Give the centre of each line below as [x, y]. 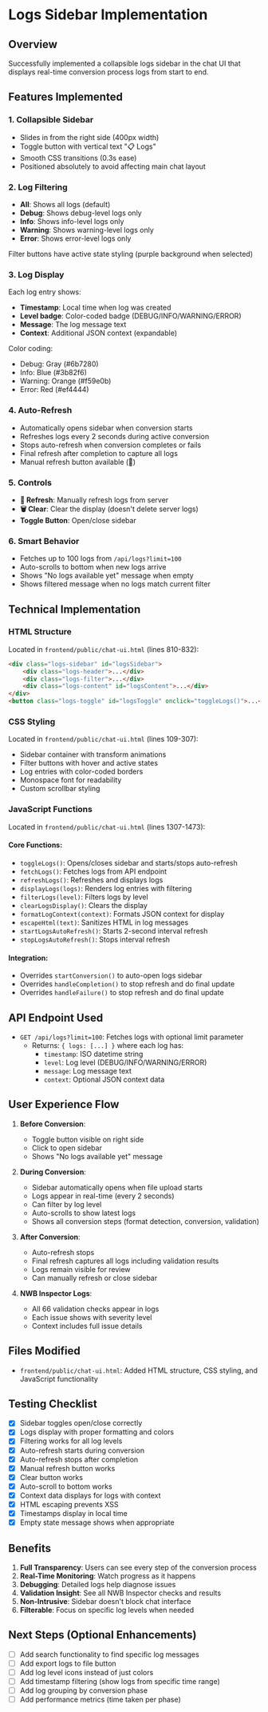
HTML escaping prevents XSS [69, 1504]
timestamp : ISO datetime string [93, 1054]
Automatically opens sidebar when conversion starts [106, 428]
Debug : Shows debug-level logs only [81, 213]
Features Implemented [66, 97]
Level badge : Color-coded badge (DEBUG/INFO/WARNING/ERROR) [130, 316]
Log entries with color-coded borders [81, 772]
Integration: [28, 958]
